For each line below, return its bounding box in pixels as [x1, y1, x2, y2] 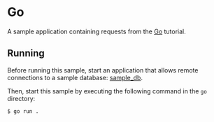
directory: [7, 94, 36, 102]
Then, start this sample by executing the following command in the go [7, 86, 208, 95]
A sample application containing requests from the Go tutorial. [7, 27, 187, 36]
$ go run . [7, 107, 39, 115]
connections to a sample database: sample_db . [7, 73, 143, 82]
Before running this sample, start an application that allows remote [7, 66, 199, 74]
